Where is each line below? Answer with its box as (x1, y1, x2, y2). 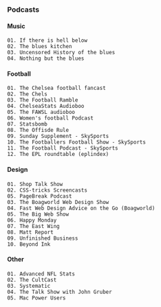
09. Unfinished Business (7, 235, 78, 242)
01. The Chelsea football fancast (7, 84, 107, 92)
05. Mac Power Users (7, 294, 67, 302)
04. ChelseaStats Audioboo (7, 103, 85, 110)
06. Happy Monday (7, 216, 57, 224)
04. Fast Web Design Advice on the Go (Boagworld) (7, 205, 155, 212)
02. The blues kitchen (7, 43, 72, 50)
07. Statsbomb (7, 121, 48, 128)
